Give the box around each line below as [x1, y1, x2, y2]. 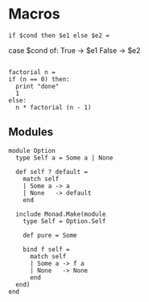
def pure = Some [23, 231, 78, 239]
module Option [8, 147, 56, 155]
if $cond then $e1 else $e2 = [8, 31, 110, 39]
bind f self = [23, 245, 70, 254]
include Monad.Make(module [15, 210, 106, 218]
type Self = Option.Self [23, 217, 106, 225]
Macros [8, 5, 60, 23]
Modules [8, 126, 54, 139]
